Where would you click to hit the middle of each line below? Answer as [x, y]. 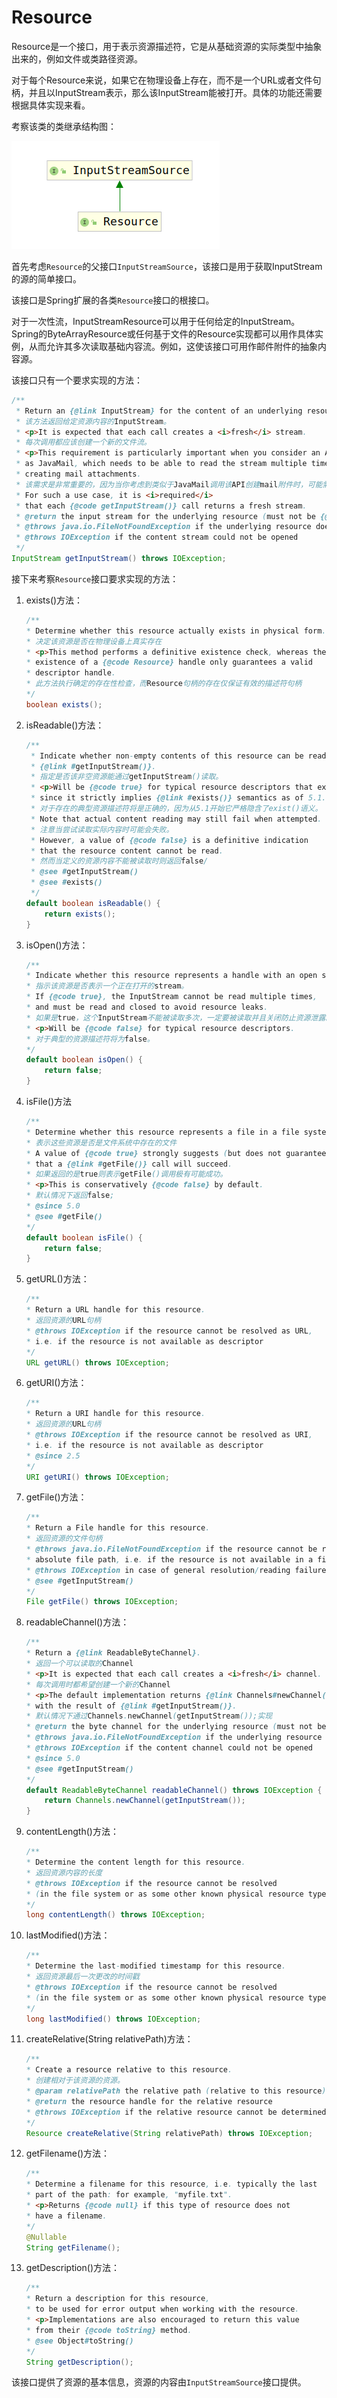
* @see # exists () [66, 882]
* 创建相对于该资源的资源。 [75, 2081]
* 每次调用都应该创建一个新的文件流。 [83, 442]
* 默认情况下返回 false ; [70, 1196]
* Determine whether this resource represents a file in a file [162, 1132]
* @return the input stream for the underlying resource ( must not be [165, 516]
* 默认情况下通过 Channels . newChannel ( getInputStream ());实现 [149, 1716]
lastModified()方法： [68, 1935]
